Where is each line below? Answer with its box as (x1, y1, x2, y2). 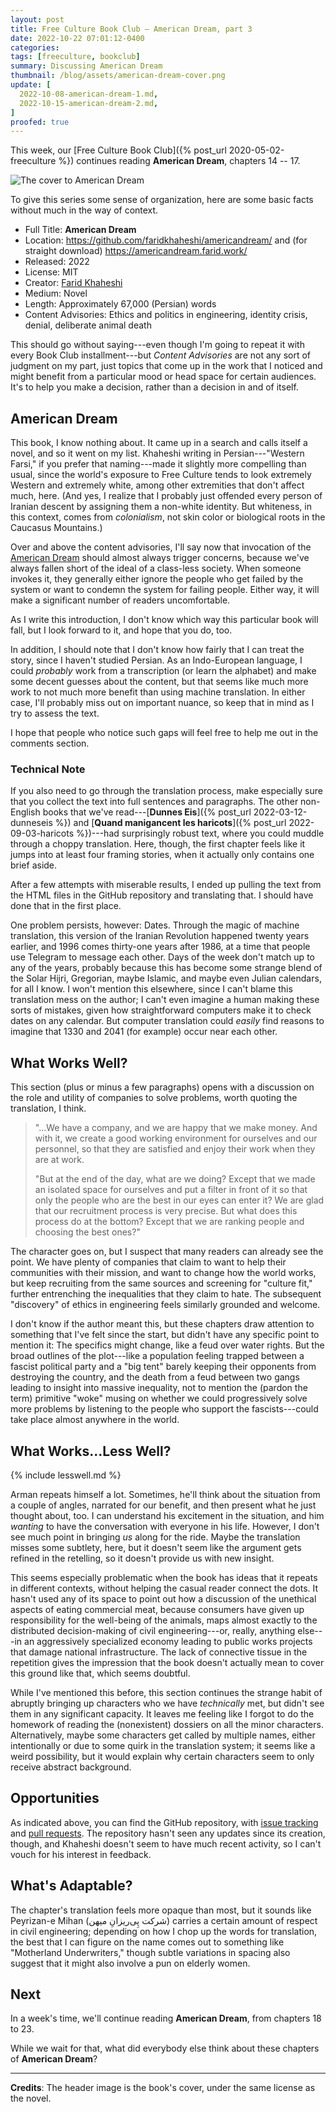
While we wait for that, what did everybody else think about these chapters (10, 2042, 320, 2055)
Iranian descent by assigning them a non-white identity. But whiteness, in (10, 501, 312, 513)
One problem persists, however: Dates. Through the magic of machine (10, 919, 300, 931)
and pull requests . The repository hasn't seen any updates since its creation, (10, 1827, 326, 1839)
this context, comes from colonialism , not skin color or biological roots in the (10, 511, 326, 523)
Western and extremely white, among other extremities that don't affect (10, 479, 305, 491)
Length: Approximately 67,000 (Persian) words (24, 298, 217, 310)
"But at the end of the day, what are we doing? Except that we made (34, 1173, 316, 1185)
